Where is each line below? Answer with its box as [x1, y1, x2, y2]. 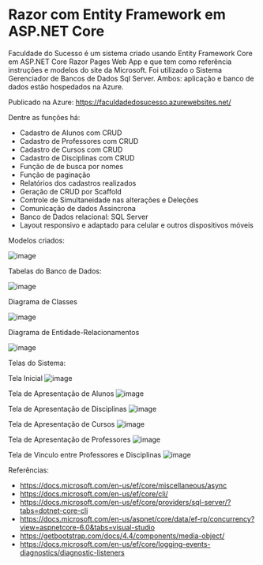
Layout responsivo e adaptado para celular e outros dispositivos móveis [19, 220, 254, 230]
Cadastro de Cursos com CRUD [19, 145, 123, 154]
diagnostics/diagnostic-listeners [19, 548, 125, 557]
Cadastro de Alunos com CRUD [19, 128, 122, 137]
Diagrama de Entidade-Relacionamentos [8, 327, 140, 337]
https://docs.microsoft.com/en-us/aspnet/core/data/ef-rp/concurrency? [19, 514, 255, 523]
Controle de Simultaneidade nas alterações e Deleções [19, 195, 199, 205]
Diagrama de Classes [8, 296, 77, 306]
